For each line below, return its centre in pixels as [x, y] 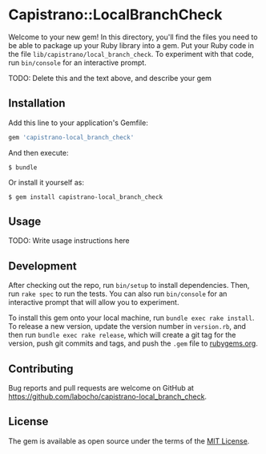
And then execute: [38, 152]
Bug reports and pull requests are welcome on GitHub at [101, 388]
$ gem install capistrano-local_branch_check [85, 197]
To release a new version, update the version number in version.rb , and [127, 326]
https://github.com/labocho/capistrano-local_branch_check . [107, 397]
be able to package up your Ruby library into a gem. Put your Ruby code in [131, 45]
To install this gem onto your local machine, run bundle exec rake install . [131, 318]
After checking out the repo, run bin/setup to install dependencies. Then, [129, 286]
